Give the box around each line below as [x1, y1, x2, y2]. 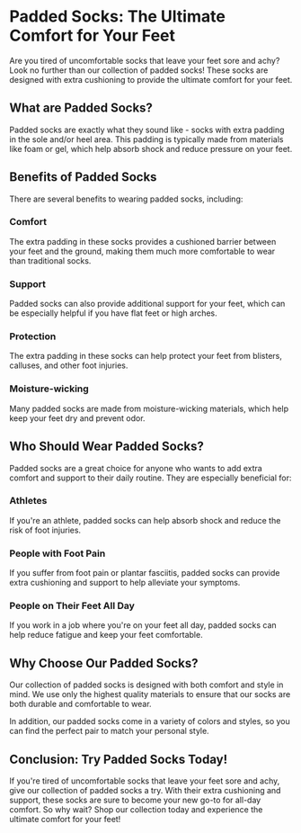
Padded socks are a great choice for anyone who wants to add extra [9, 462, 262, 473]
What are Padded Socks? [9, 101, 153, 116]
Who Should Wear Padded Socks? [9, 439, 204, 454]
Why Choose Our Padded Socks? [9, 655, 199, 671]
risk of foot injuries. [9, 524, 82, 535]
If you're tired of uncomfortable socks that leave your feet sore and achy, [9, 775, 280, 786]
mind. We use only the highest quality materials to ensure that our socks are [9, 689, 291, 700]
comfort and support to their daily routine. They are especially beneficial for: [9, 472, 292, 483]
